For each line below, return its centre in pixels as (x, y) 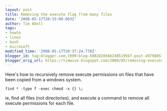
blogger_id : (17, 56)
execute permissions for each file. (40, 103)
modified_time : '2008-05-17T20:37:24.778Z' (51, 51)
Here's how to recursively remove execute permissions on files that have (80, 74)
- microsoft (17, 47)
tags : (11, 28)
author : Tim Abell (24, 24)
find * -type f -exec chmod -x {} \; (44, 89)
